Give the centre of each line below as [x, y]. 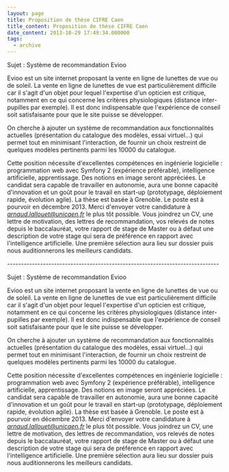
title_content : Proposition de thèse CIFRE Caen [78, 26]
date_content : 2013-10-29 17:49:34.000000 [68, 33]
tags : [15, 39]
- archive [27, 45]
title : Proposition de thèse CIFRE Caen [66, 20]
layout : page [26, 13]
